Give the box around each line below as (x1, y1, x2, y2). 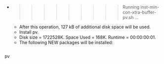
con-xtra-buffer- (122, 9, 157, 15)
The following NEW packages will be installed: (19, 40, 113, 45)
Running (122, 4, 140, 10)
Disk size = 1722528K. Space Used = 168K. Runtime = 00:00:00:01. (19, 34, 156, 40)
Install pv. (19, 29, 39, 35)
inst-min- (140, 4, 160, 10)
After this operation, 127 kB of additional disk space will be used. (19, 24, 151, 30)
